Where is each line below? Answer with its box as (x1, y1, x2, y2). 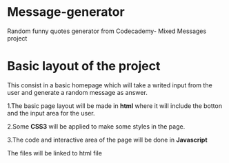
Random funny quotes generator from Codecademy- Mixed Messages (7, 27, 207, 35)
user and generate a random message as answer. (7, 88, 148, 96)
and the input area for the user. (7, 109, 95, 117)
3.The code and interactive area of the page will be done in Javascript (7, 135, 208, 144)
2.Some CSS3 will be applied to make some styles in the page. (7, 122, 186, 131)
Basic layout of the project (7, 58, 161, 74)
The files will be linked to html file (7, 149, 102, 157)
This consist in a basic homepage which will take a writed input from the (7, 80, 212, 89)
